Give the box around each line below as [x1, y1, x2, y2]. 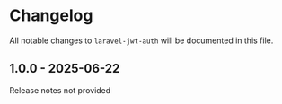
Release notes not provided [9, 84, 111, 95]
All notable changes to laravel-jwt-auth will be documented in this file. [9, 35, 274, 46]
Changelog [9, 5, 93, 26]
